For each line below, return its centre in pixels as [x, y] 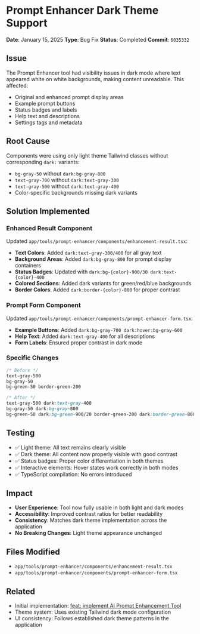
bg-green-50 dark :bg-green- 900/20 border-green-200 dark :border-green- [97, 414]
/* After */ [21, 398]
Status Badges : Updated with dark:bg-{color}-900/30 [81, 272]
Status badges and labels [46, 110]
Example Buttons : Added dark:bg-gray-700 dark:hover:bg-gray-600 [99, 330]
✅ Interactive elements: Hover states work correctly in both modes [96, 467]
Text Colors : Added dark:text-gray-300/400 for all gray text [88, 253]
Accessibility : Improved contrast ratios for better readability [88, 514]
